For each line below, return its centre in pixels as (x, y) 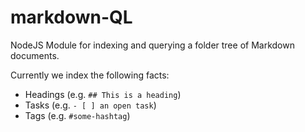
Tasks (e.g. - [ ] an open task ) (90, 105)
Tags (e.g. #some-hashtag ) (77, 115)
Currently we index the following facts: (90, 75)
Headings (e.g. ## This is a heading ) (103, 94)
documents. (35, 55)
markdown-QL (71, 17)
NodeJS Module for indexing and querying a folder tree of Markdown (152, 45)
